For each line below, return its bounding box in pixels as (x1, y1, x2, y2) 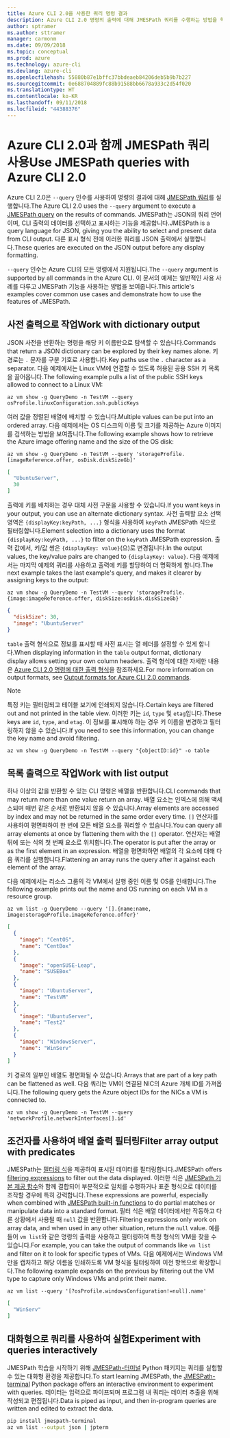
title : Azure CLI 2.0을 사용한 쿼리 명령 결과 (7, 10, 128, 17)
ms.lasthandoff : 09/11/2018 (7, 99, 88, 106)
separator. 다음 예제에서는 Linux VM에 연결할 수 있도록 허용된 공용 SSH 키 (7, 364, 207, 372)
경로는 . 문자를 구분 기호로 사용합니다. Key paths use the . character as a (7, 355, 207, 363)
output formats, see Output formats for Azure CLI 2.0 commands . (7, 673, 192, 681)
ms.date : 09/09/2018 (7, 42, 66, 49)
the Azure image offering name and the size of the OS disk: (7, 437, 175, 446)
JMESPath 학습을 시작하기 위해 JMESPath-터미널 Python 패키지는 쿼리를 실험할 (7, 1363, 223, 1371)
